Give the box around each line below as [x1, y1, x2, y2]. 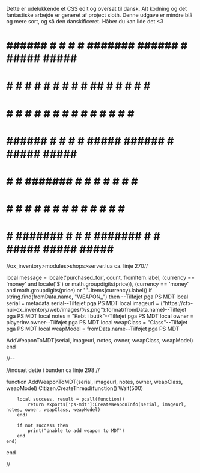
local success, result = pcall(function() [17, 397, 125, 403]
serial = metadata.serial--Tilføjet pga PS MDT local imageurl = [6, 300, 160, 307]
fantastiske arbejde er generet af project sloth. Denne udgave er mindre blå [6, 11, 193, 19]
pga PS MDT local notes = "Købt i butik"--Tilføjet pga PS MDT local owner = [6, 312, 194, 320]
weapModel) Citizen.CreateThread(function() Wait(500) [6, 385, 143, 392]
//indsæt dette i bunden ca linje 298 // [6, 366, 100, 374]
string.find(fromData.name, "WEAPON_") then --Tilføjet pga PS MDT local [6, 293, 189, 300]
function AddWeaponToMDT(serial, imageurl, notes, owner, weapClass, [6, 379, 183, 386]
